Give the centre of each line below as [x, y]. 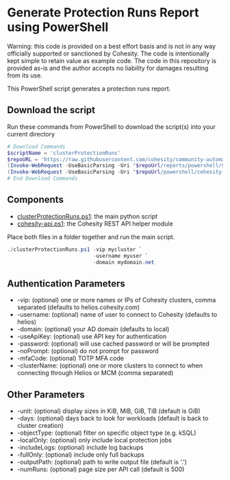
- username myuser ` [120, 256]
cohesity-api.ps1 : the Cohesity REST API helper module [95, 224]
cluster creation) [40, 426]
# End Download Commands [42, 179]
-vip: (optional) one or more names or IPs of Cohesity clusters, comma [116, 300]
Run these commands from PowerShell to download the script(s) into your [111, 127]
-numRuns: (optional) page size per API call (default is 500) [101, 469]
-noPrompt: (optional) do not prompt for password [88, 351]
